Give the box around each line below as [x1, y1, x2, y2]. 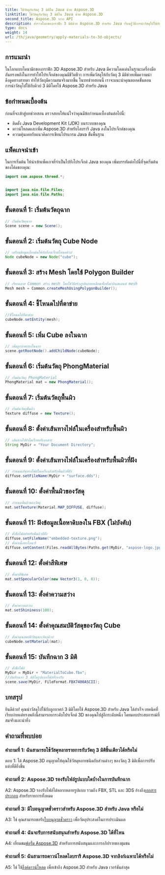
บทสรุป [5, 693, 23, 702]
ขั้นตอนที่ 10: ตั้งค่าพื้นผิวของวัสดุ [5, 487, 84, 496]
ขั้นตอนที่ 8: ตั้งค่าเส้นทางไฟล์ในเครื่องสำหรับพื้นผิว [5, 425, 127, 433]
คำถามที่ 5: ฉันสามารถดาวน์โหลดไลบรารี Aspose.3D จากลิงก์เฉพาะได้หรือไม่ [5, 853, 154, 860]
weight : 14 [5, 30, 27, 35]
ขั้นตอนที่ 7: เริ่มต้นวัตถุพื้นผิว [5, 393, 76, 402]
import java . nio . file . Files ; [5, 188, 65, 193]
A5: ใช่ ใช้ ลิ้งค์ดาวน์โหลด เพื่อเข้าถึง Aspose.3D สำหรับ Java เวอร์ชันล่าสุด [5, 864, 130, 870]
